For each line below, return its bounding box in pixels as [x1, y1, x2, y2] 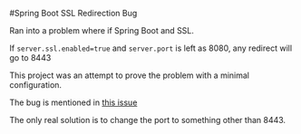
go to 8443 [9, 53, 52, 62]
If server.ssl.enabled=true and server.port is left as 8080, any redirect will [9, 43, 293, 53]
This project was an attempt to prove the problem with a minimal [9, 70, 249, 81]
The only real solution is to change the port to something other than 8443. [9, 115, 286, 125]
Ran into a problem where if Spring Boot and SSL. [9, 25, 195, 35]
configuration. [9, 80, 62, 90]
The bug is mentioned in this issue [9, 97, 138, 108]
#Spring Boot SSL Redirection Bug [9, 8, 138, 18]
